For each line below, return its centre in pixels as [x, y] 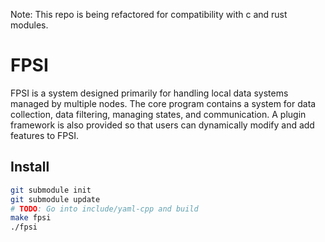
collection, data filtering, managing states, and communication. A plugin [158, 114]
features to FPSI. [45, 135]
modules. [29, 25]
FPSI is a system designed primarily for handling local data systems [149, 93]
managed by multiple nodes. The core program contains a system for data [163, 103]
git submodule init [51, 190]
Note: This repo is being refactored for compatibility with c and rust [149, 14]
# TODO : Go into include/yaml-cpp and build [104, 209]
